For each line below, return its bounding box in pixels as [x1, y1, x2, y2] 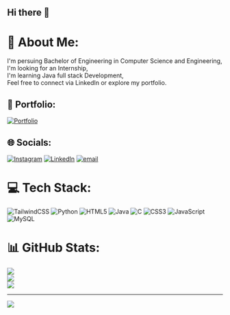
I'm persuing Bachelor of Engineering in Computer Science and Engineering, [7, 57, 222, 65]
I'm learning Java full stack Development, [7, 71, 125, 79]
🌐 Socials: [7, 136, 52, 148]
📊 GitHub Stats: [7, 240, 101, 255]
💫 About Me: [7, 34, 79, 50]
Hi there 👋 [7, 7, 50, 18]
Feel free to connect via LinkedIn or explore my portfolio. [7, 79, 167, 87]
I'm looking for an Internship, [7, 64, 88, 73]
